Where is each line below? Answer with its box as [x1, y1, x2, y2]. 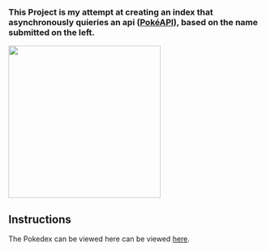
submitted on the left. [8, 27, 96, 38]
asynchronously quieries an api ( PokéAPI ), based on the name [8, 16, 258, 28]
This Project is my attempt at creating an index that [8, 6, 213, 18]
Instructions [8, 212, 71, 226]
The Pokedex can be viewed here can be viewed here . [8, 234, 191, 244]
